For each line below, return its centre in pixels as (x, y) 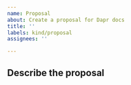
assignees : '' (28, 39)
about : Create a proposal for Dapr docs (66, 20)
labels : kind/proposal (40, 33)
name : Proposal (29, 13)
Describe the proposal (56, 73)
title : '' (21, 26)
